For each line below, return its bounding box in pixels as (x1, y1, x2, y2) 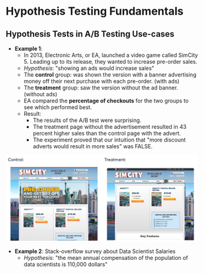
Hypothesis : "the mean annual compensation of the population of (23, 254, 189, 262)
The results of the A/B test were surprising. (32, 116, 142, 124)
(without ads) (23, 91, 57, 97)
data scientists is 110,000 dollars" (23, 261, 108, 268)
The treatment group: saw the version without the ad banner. (23, 84, 178, 91)
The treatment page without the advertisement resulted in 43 (32, 123, 187, 130)
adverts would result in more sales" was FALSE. (32, 143, 153, 150)
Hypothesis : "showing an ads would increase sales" (23, 64, 155, 72)
